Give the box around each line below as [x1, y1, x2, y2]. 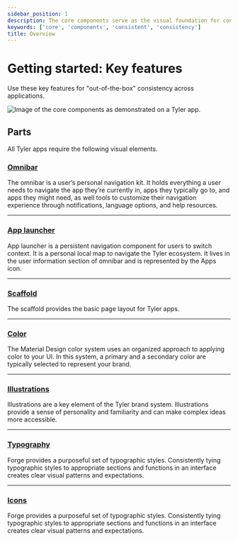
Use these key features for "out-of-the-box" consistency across [7, 84, 195, 93]
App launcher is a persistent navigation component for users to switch [7, 242, 212, 250]
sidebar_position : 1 [7, 10, 69, 18]
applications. [7, 91, 45, 100]
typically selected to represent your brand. [7, 360, 132, 368]
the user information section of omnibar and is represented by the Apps [7, 256, 217, 265]
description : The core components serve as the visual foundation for [7, 17, 220, 24]
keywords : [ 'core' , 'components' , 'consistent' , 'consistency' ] [7, 23, 201, 30]
